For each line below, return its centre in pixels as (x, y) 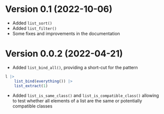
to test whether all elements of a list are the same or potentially (77, 101)
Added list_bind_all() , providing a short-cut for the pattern (75, 67)
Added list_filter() (34, 28)
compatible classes (32, 106)
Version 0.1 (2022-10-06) (59, 9)
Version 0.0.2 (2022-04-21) (64, 54)
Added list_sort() (32, 23)
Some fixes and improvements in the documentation (66, 33)
